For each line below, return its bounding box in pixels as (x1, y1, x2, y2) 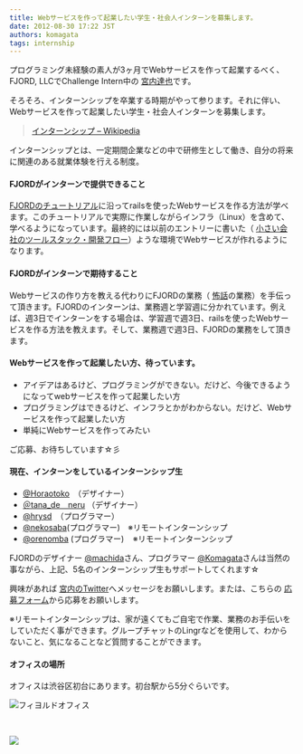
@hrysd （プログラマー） (22, 511, 119, 521)
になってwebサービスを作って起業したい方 (22, 390, 181, 401)
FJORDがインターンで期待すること (9, 268, 138, 279)
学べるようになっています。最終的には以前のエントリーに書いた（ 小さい (9, 223, 280, 234)
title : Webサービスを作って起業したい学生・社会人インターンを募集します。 (9, 13, 258, 23)
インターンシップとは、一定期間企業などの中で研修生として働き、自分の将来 (9, 145, 294, 156)
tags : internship (9, 38, 75, 48)
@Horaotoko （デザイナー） (22, 488, 129, 499)
